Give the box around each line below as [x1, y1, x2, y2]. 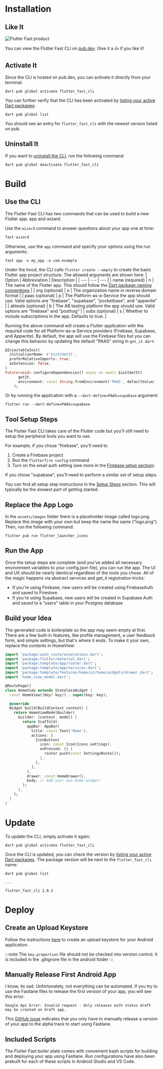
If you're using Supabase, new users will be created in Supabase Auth [12, 595, 153, 600]
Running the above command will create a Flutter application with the [5, 322, 144, 328]
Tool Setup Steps [5, 415, 58, 423]
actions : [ [31, 733, 54, 738]
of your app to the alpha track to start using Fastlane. [5, 1021, 111, 1027]
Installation [5, 3, 52, 15]
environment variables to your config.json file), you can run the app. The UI [5, 564, 156, 570]
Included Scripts [5, 1035, 56, 1043]
